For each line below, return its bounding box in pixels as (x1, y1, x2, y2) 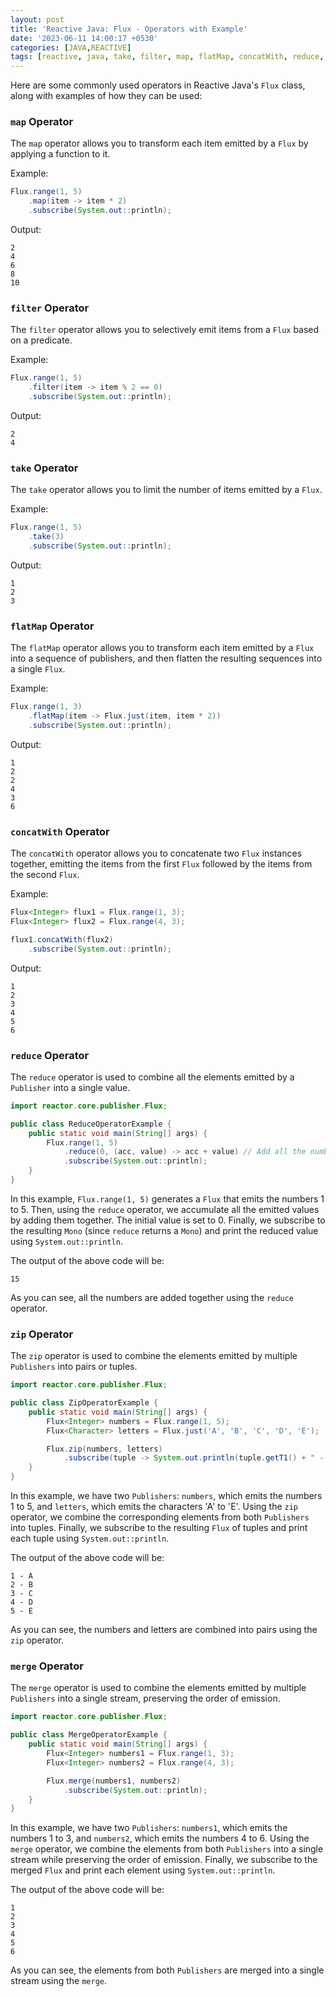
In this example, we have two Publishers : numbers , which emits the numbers (10, 1490, 323, 1502)
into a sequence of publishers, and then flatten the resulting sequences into (10, 652, 323, 665)
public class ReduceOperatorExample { (10, 1119, 172, 1129)
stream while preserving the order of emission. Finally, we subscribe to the (10, 1854, 318, 1866)
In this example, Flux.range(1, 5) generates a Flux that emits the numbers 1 (10, 1192, 325, 1205)
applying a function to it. (10, 148, 111, 160)
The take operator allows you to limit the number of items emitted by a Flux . (10, 484, 323, 496)
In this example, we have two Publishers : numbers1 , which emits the (10, 1822, 288, 1834)
